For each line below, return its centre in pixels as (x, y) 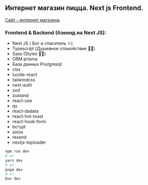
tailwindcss (24, 80)
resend (19, 137)
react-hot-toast (27, 116)
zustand (20, 96)
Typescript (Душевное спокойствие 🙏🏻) (54, 49)
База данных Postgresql (37, 64)
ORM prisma (25, 59)
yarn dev (14, 160)
